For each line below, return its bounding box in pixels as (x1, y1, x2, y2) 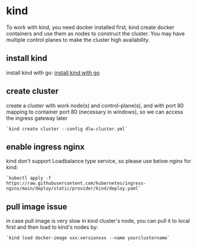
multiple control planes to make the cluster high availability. (6, 36, 150, 43)
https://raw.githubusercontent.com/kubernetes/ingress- (6, 180, 146, 187)
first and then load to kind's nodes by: (6, 223, 98, 231)
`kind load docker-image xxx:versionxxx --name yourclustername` (6, 235, 170, 241)
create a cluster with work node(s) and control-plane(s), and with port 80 (6, 102, 184, 109)
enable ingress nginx (6, 142, 85, 152)
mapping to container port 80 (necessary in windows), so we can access (6, 108, 183, 115)
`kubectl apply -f (6, 175, 51, 181)
